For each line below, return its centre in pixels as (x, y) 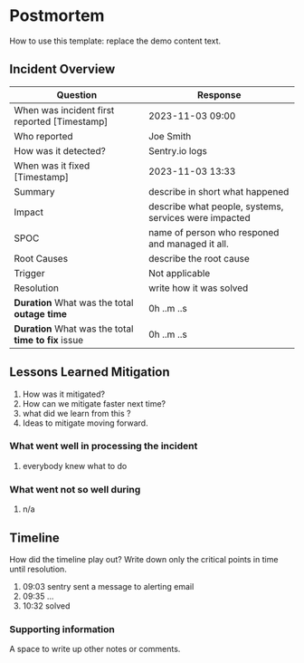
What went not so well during (75, 489)
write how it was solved (198, 288)
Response (219, 94)
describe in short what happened (218, 191)
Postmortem (57, 16)
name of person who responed (214, 232)
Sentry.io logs (178, 150)
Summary (35, 191)
